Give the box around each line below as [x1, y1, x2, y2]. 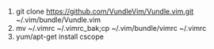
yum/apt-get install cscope [15, 32, 105, 41]
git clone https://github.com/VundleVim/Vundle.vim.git [15, 7, 194, 16]
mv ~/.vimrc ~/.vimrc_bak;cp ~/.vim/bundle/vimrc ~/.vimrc [15, 24, 207, 32]
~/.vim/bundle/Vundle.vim [15, 15, 101, 24]
